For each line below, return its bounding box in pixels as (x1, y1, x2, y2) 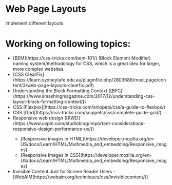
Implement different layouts (5, 20, 64, 26)
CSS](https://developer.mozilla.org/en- (69, 152, 152, 158)
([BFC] (108, 88, 123, 94)
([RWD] (64, 115, 81, 121)
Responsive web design (12, 115, 64, 121)
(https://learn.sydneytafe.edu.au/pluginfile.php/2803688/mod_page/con (12, 76, 166, 83)
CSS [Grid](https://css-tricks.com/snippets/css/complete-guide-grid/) (12, 109, 162, 115)
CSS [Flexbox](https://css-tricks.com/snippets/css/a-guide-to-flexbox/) (12, 104, 166, 110)
